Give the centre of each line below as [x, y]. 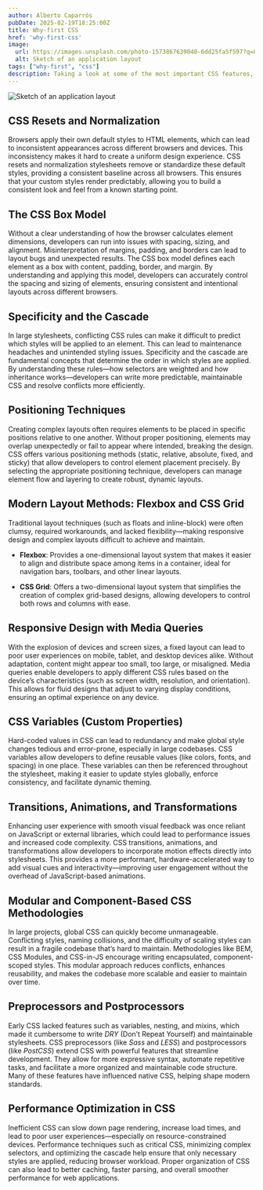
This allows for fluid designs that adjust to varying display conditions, [120, 689]
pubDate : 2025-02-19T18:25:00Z [59, 23]
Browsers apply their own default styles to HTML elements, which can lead [129, 140]
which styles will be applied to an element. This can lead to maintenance [125, 344]
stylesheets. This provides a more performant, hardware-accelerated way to [131, 859]
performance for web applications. [64, 1177]
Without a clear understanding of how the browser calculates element [121, 233]
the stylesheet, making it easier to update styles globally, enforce [113, 774]
